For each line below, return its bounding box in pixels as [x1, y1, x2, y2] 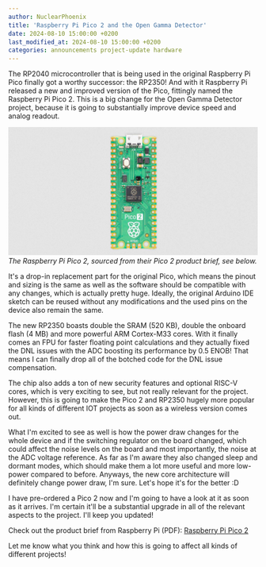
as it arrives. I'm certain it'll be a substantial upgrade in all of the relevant [8, 501, 245, 511]
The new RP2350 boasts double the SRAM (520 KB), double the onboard [8, 320, 246, 330]
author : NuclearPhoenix [8, 13, 87, 21]
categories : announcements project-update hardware [8, 46, 182, 55]
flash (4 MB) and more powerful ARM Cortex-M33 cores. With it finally [8, 329, 238, 338]
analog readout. [8, 111, 60, 121]
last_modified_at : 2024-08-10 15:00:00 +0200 [8, 38, 161, 46]
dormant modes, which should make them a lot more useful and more [8, 461, 235, 470]
